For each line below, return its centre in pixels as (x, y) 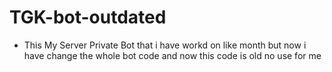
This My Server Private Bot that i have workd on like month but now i (165, 45)
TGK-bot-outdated (88, 17)
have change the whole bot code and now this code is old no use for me (172, 55)
